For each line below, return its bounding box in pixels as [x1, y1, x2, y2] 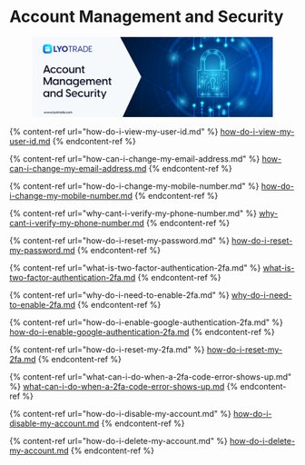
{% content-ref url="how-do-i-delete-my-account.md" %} [9, 436, 229, 447]
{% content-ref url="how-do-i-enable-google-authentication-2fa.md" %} [9, 317, 283, 328]
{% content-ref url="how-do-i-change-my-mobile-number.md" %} [9, 181, 260, 192]
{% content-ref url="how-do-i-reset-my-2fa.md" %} [9, 344, 205, 355]
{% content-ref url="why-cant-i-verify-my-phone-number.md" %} [9, 208, 257, 219]
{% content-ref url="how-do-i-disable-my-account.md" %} [9, 409, 231, 420]
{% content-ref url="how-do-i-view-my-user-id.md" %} [9, 126, 219, 137]
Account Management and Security [9, 6, 284, 27]
